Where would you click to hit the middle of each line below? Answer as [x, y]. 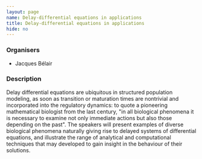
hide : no [17, 29]
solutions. [18, 150]
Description [24, 79]
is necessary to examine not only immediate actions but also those [89, 118]
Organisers [23, 50]
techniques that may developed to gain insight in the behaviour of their [94, 144]
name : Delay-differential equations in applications [74, 18]
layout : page [23, 12]
